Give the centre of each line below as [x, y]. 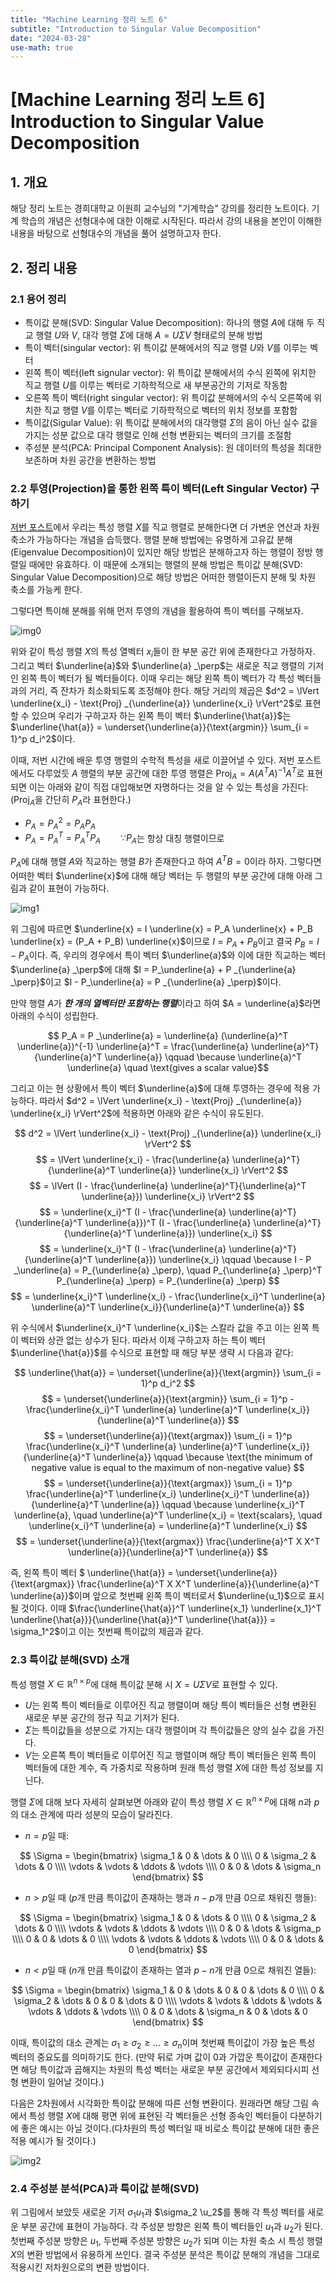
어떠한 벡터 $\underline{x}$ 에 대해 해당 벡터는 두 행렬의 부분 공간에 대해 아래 [161, 875]
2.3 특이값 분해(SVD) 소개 [70, 1660]
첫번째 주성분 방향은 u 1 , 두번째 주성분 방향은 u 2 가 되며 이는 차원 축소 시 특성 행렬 [166, 2241]
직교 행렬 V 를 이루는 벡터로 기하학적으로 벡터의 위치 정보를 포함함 [170, 410]
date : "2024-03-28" [51, 38]
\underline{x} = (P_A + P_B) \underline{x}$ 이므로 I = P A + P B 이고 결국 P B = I [165, 942]
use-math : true [42, 47]
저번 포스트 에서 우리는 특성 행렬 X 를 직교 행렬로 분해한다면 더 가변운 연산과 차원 [165, 527]
